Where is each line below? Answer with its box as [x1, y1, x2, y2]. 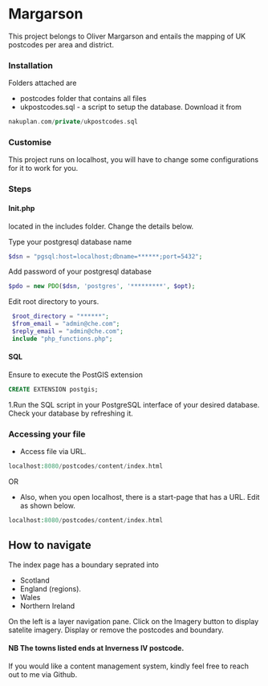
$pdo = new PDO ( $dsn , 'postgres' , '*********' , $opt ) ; [8, 282, 196, 290]
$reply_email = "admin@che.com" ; [11, 327, 124, 335]
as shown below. [19, 501, 76, 510]
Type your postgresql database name [8, 237, 132, 246]
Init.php [8, 203, 35, 213]
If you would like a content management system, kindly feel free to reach [8, 661, 250, 671]
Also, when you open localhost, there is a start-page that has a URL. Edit [19, 493, 260, 502]
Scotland [19, 575, 50, 585]
